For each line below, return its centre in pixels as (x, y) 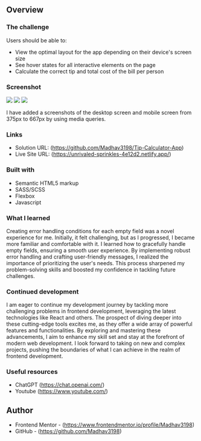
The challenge (28, 27)
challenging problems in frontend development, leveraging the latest (91, 311)
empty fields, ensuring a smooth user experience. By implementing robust (98, 250)
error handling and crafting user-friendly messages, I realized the (88, 257)
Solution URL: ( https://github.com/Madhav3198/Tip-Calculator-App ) (99, 148)
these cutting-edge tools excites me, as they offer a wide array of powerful (100, 324)
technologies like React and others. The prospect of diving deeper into (94, 318)
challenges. (21, 276)
